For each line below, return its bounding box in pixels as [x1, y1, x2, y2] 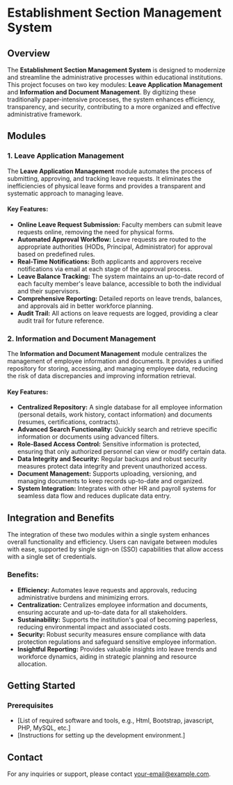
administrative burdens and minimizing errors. [17, 593, 150, 601]
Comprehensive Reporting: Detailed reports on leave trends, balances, [17, 294, 223, 302]
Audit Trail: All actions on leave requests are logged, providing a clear [17, 309, 218, 317]
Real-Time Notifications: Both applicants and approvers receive [17, 257, 202, 266]
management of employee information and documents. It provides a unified [7, 357, 224, 366]
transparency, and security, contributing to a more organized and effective [7, 103, 220, 111]
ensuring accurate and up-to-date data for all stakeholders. [17, 608, 188, 616]
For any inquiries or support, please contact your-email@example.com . [7, 770, 211, 778]
